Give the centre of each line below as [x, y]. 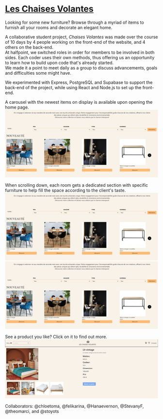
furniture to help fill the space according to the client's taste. [65, 190]
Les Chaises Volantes [49, 9]
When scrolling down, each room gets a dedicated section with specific [77, 185]
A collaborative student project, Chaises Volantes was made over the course [81, 37]
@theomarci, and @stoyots [32, 411]
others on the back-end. [29, 47]
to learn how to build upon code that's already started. [59, 63]
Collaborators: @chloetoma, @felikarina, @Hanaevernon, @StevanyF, [74, 406]
